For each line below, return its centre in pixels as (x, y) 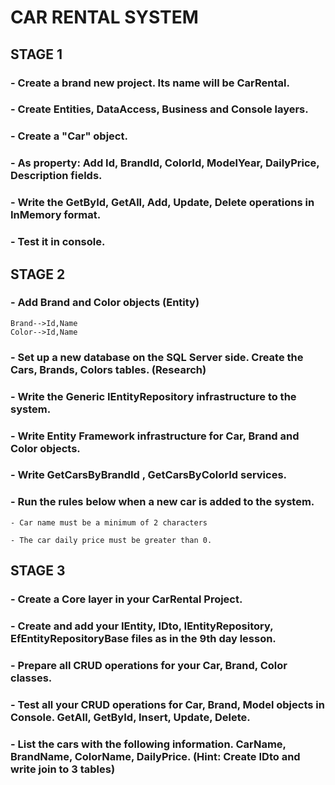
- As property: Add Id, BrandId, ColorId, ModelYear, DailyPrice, (165, 163)
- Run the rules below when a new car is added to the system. (162, 502)
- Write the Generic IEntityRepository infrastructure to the (153, 396)
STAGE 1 (36, 54)
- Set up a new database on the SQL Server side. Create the (157, 357)
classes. (31, 678)
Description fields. (56, 176)
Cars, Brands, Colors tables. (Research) (108, 369)
